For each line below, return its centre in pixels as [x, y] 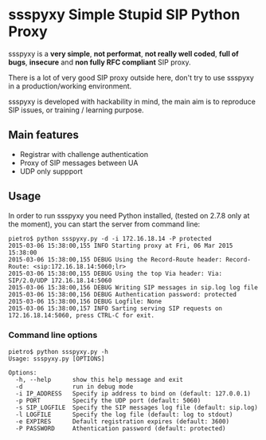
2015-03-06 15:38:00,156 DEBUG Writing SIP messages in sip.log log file [133, 287]
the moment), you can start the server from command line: [104, 224]
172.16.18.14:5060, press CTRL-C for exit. [82, 315]
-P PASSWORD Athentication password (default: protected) [121, 428]
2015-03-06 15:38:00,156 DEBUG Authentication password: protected [123, 294]
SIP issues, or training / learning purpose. [76, 110]
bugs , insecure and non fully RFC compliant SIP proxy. [100, 62]
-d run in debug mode [74, 387]
